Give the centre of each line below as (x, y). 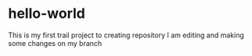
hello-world (47, 14)
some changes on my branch (55, 43)
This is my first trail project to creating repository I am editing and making (126, 35)
